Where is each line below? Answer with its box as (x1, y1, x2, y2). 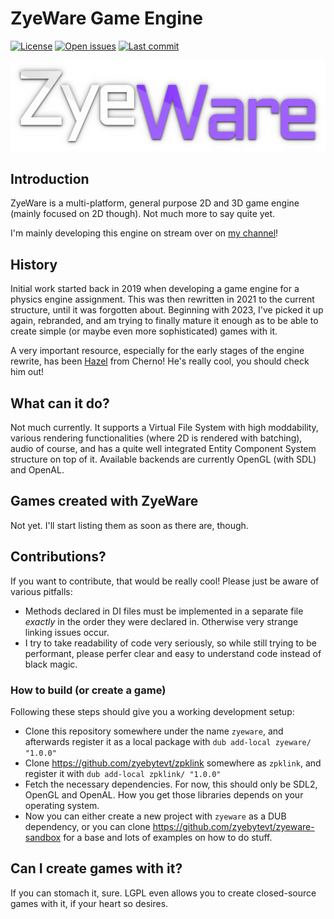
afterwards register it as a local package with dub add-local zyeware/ (24, 735, 312, 747)
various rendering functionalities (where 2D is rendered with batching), (10, 432, 303, 444)
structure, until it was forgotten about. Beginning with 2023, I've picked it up (10, 304, 324, 316)
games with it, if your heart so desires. (10, 897, 169, 909)
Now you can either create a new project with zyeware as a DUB (24, 810, 287, 822)
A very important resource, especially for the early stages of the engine (10, 345, 305, 357)
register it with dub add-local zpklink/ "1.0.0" (24, 767, 222, 779)
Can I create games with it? (10, 860, 183, 877)
